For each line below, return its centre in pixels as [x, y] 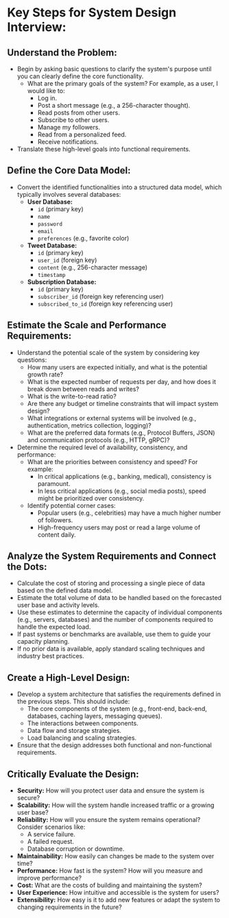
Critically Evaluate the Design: [73, 774]
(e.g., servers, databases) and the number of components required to [115, 620]
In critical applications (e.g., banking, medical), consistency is [124, 476]
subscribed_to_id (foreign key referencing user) [105, 304]
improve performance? [49, 878]
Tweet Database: [52, 245]
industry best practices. [50, 656]
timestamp [51, 275]
